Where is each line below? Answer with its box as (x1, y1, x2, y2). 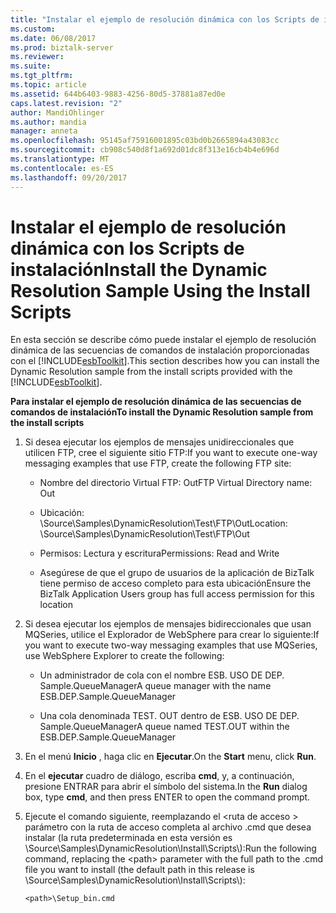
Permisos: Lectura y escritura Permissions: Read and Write (39, 547, 280, 560)
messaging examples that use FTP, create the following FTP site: (24, 457, 292, 470)
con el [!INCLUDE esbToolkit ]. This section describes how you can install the (10, 355, 320, 367)
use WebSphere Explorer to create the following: (24, 650, 225, 662)
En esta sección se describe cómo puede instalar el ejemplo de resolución (10, 334, 317, 346)
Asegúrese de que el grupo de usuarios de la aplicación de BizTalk (39, 567, 315, 579)
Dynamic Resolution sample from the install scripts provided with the (10, 366, 293, 378)
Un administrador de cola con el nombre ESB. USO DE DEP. (39, 669, 285, 681)
